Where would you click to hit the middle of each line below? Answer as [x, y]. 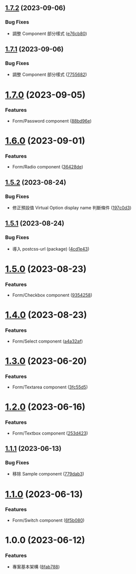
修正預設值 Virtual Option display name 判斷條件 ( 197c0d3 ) [72, 208]
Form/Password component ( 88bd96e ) [52, 121]
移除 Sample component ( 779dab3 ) [48, 474]
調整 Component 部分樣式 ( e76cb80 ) [50, 33]
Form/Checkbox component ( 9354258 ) [52, 295]
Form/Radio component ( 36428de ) [48, 167]
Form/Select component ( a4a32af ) [47, 341]
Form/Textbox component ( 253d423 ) [50, 433]
